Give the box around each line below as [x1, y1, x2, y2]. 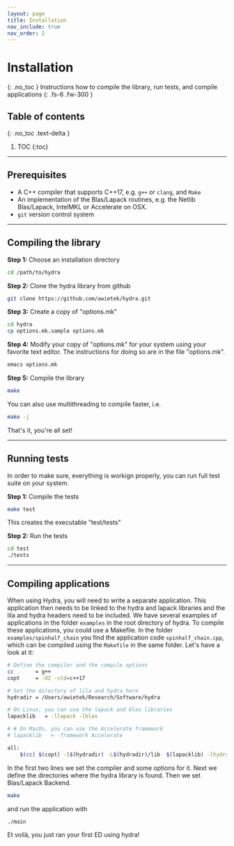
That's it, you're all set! [7, 426, 73, 434]
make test [7, 505, 36, 513]
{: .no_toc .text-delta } [7, 129, 70, 137]
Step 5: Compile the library [7, 374, 85, 382]
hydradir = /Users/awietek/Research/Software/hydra [7, 694, 160, 701]
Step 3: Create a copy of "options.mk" [7, 308, 117, 316]
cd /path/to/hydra [7, 269, 61, 276]
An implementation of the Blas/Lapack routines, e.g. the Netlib [17, 195, 196, 203]
